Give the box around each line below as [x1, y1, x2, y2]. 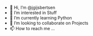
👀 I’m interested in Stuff [9, 10, 57, 16]
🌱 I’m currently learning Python [9, 15, 72, 20]
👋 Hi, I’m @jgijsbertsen [9, 5, 56, 10]
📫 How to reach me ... [9, 26, 55, 31]
